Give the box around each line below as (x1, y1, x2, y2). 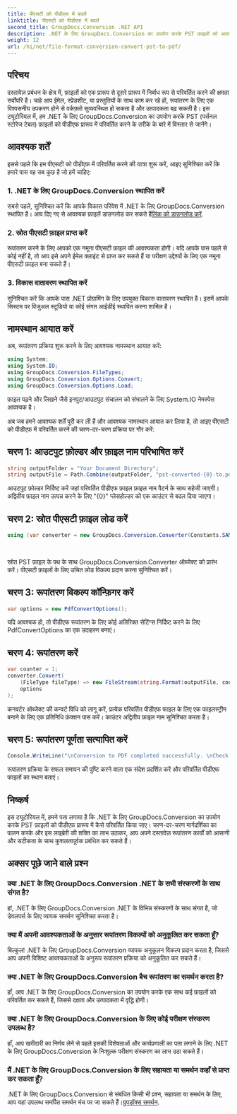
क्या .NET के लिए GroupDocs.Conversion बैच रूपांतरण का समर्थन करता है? (7, 972, 224, 982)
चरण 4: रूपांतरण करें (7, 646, 78, 658)
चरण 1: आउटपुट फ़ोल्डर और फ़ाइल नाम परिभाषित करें (7, 446, 183, 458)
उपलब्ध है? (7, 1023, 36, 1033)
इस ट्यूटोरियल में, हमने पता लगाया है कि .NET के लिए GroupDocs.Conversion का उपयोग (7, 813, 221, 821)
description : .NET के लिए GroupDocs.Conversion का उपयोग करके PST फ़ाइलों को (7, 30, 219, 37)
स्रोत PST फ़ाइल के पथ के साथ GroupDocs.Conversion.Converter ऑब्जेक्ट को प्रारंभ (7, 557, 217, 566)
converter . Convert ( (7, 673, 65, 680)
